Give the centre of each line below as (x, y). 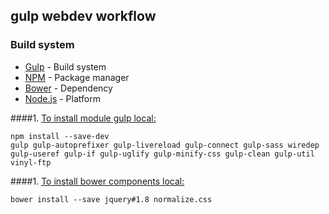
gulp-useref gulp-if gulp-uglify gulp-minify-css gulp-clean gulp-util (162, 154)
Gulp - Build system (65, 66)
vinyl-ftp (31, 162)
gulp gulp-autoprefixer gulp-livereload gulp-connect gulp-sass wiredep (165, 145)
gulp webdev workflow (83, 16)
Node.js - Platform (62, 98)
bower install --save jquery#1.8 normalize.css (111, 199)
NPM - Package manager (77, 77)
